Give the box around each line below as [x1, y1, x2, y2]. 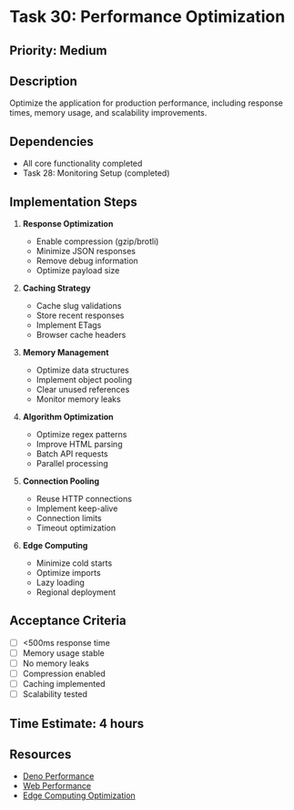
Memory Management [22, 347, 109, 358]
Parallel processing [35, 458, 108, 469]
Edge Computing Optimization [22, 790, 137, 801]
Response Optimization [22, 219, 114, 230]
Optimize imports [35, 568, 102, 579]
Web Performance [22, 781, 92, 792]
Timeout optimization [35, 522, 117, 534]
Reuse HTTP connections [35, 494, 132, 505]
